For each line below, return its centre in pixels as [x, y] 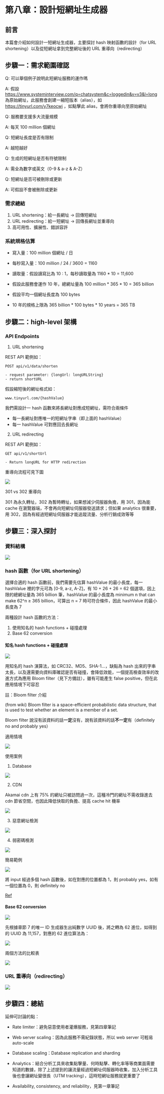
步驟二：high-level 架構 [41, 322]
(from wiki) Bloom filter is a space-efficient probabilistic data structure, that [81, 705]
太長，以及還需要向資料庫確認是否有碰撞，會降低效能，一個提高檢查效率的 [80, 672]
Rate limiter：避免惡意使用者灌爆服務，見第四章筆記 [64, 1027]
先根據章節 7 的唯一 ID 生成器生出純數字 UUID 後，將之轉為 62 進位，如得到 [81, 927]
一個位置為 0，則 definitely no [35, 886]
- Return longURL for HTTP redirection [46, 462]
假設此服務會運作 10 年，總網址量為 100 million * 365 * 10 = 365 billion [83, 284]
